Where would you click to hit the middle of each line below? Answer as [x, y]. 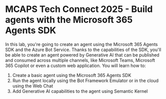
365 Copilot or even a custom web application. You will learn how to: [76, 65]
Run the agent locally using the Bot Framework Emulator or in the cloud [85, 80]
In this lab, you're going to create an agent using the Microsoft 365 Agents [82, 44]
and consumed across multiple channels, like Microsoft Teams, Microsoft [80, 60]
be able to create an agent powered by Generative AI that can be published [82, 55]
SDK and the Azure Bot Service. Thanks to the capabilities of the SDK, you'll [83, 49]
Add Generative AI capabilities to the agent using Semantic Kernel [80, 91]
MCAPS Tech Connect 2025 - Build [79, 9]
